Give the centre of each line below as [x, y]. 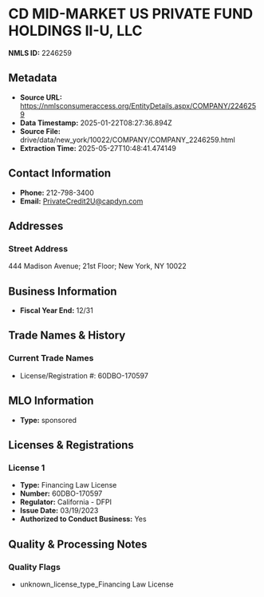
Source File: [40, 131]
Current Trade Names [51, 358]
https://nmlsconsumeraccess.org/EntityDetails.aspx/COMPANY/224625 [138, 105]
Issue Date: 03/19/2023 [59, 511]
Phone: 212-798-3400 [57, 192]
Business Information [63, 291]
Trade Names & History [67, 336]
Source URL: [41, 97]
